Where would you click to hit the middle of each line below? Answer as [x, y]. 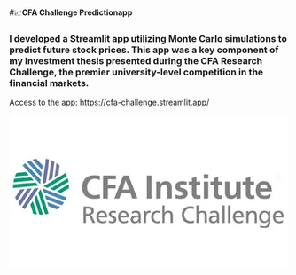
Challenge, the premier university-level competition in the [136, 72]
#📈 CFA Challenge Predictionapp [71, 12]
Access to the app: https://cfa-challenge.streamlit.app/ [109, 102]
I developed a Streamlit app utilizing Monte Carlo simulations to [148, 38]
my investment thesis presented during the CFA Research [136, 60]
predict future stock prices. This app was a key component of [144, 50]
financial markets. [49, 82]
